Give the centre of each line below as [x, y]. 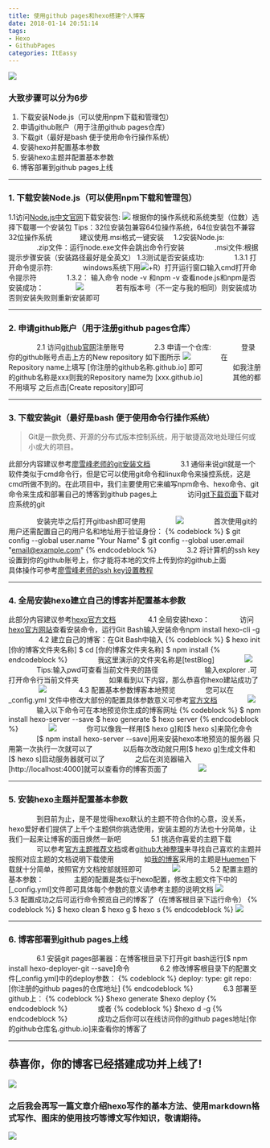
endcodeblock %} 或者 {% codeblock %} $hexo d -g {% [116, 1009]
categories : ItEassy [43, 53]
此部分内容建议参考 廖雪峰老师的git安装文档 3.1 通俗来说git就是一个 [132, 464]
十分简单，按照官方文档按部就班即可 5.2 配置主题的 [140, 869]
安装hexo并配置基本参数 [60, 147]
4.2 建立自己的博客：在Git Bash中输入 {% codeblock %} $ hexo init [149, 640]
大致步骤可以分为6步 [48, 97]
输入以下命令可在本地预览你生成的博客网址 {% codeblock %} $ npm [149, 711]
